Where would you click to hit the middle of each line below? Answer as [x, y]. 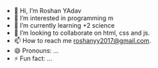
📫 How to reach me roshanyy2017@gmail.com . [82, 41]
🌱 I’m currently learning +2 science [64, 25]
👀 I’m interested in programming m [64, 18]
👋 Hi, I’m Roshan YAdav [48, 11]
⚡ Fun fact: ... [33, 58]
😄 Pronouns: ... [36, 51]
